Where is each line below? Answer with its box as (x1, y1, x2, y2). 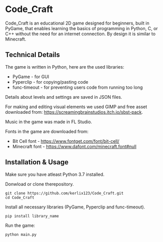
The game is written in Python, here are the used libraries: (5, 64, 125, 70)
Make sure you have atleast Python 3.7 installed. (5, 171, 105, 177)
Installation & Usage (5, 158, 69, 166)
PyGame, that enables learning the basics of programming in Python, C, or (5, 25, 158, 31)
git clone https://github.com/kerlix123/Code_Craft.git (5, 190, 124, 196)
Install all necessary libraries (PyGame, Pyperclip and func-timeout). (5, 204, 146, 210)
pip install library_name (5, 213, 59, 218)
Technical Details (5, 51, 60, 59)
